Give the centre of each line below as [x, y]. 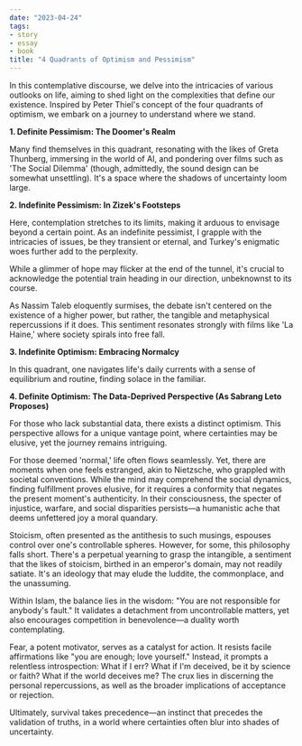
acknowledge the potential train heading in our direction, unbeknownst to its [151, 278]
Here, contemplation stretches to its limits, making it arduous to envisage [145, 223]
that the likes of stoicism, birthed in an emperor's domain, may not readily [146, 564]
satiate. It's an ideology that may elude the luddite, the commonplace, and [146, 573]
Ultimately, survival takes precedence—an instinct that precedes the [136, 713]
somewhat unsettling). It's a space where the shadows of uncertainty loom [148, 178]
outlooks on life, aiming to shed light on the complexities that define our [142, 95]
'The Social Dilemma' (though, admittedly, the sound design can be [134, 168]
